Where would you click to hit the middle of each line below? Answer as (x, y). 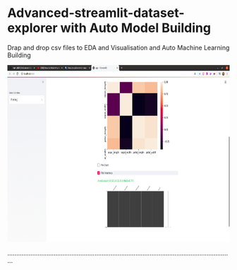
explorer (32, 28)
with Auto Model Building (136, 28)
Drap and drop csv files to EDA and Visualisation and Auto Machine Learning (119, 47)
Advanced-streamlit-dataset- (96, 13)
